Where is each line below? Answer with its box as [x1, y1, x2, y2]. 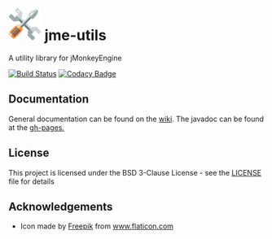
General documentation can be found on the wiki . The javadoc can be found [8, 114, 265, 124]
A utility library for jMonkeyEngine [8, 53, 122, 63]
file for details [8, 176, 55, 186]
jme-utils [44, 26, 107, 45]
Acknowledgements [8, 199, 113, 214]
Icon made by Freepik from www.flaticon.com [20, 221, 173, 231]
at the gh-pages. [8, 122, 65, 133]
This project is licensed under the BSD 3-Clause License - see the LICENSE [8, 167, 262, 177]
